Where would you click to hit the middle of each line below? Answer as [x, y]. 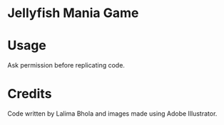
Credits [30, 94]
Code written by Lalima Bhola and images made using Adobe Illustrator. [112, 114]
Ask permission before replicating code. [66, 65]
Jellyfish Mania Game [73, 13]
